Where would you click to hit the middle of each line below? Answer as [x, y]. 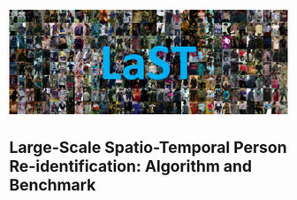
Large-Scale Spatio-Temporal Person [148, 147]
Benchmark [53, 185]
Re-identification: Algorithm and [131, 166]
